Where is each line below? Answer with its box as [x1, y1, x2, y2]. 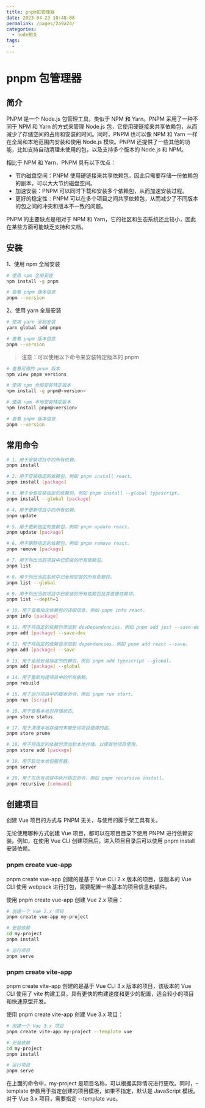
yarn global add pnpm [6, 325, 62, 331]
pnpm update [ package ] [6, 529, 64, 536]
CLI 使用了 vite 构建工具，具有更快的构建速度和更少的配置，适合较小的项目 [6, 990, 194, 998]
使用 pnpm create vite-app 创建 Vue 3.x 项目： [6, 1011, 124, 1018]
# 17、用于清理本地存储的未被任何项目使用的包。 [6, 724, 113, 731]
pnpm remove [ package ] [6, 546, 64, 552]
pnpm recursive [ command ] [6, 781, 72, 787]
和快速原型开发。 [6, 998, 49, 1005]
